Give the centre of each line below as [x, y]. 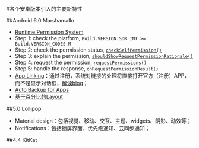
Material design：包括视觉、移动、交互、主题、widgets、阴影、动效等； [103, 121]
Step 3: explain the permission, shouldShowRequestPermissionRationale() [104, 56]
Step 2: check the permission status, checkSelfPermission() [88, 50]
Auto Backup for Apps [42, 90]
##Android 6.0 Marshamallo [40, 20]
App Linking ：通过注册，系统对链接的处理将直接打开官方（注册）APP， [102, 75]
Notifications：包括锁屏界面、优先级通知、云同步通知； [82, 128]
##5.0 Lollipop [24, 109]
